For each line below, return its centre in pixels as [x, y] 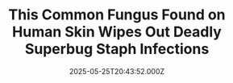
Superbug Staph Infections [117, 49]
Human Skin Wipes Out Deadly [117, 32]
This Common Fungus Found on [117, 15]
